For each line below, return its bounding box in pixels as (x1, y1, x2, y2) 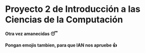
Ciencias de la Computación (5, 14, 123, 25)
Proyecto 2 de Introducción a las (5, 3, 141, 15)
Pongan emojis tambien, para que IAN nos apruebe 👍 (5, 42, 117, 48)
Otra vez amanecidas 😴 (5, 31, 58, 37)
